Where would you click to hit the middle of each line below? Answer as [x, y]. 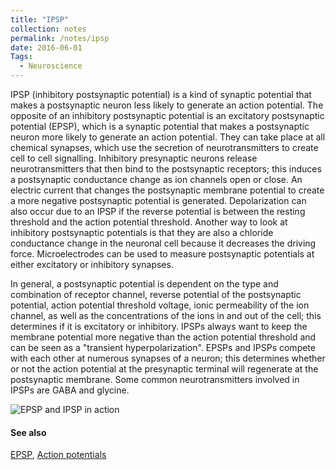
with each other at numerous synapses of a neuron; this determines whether [168, 358]
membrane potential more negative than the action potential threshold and [163, 337]
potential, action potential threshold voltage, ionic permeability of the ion [160, 305]
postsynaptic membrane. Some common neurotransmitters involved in [155, 379]
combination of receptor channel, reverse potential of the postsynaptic [156, 294]
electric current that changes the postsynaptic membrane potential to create [167, 190]
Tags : [21, 57]
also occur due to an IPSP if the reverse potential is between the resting [158, 211]
